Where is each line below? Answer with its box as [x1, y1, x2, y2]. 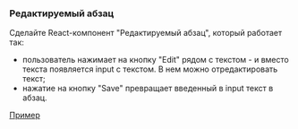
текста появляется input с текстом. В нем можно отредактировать [21, 64, 278, 74]
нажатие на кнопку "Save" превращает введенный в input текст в [21, 83, 274, 94]
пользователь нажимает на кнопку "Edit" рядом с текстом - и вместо [21, 55, 289, 65]
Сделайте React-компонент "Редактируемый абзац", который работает [9, 28, 283, 39]
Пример [9, 110, 40, 121]
